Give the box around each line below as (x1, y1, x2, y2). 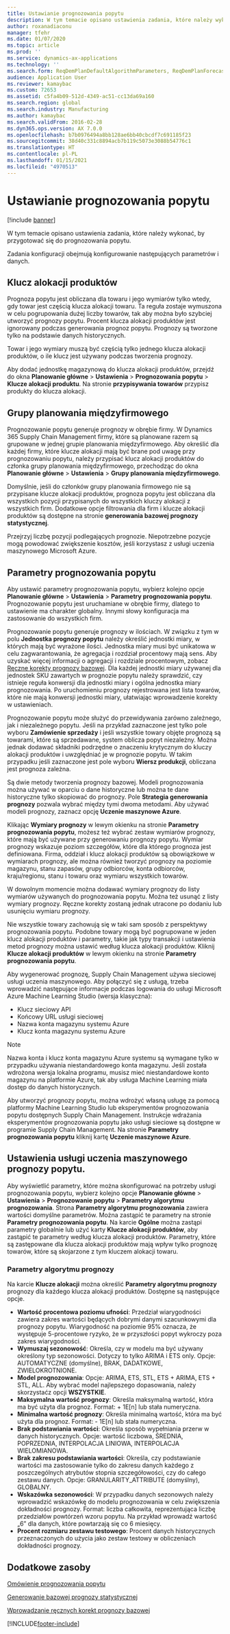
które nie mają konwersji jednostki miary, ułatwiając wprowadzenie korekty (7, 693, 218, 701)
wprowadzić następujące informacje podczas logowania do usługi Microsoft (7, 985, 222, 992)
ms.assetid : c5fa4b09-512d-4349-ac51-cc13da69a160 (7, 93, 155, 100)
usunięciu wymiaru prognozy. (7, 907, 90, 915)
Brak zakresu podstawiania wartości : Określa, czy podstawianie (16, 1454, 201, 1462)
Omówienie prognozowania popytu (7, 1579, 106, 1587)
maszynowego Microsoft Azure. (7, 547, 97, 555)
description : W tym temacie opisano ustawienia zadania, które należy (7, 16, 213, 23)
